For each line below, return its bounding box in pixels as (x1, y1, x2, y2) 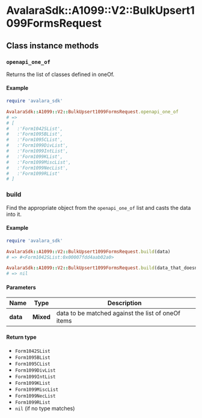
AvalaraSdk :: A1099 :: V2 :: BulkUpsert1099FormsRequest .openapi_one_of (6, 109, 179, 115)
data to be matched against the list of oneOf (56, 309, 180, 317)
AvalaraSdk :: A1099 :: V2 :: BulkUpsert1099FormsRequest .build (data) (6, 249, 171, 255)
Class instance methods (6, 40, 99, 51)
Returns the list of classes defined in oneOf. (6, 71, 115, 78)
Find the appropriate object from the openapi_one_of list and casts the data (6, 204, 191, 211)
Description (107, 299, 142, 308)
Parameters (6, 283, 36, 291)
